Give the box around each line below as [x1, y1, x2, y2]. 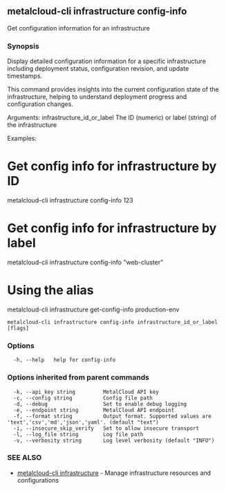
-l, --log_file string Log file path [13, 431, 144, 438]
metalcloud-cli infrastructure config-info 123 [7, 196, 133, 205]
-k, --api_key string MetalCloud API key [13, 388, 159, 395]
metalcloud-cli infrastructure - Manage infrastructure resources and [17, 468, 211, 477]
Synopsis [7, 41, 39, 51]
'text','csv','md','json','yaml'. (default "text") [7, 419, 159, 426]
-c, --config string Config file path [13, 395, 153, 402]
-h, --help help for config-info [13, 356, 116, 363]
